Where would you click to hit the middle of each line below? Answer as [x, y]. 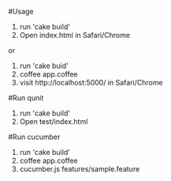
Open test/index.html [54, 121]
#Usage [21, 11]
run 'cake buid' [44, 66]
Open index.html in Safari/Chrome [75, 35]
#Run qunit [26, 98]
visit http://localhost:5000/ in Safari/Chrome [91, 83]
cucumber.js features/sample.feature [80, 169]
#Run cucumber [34, 137]
